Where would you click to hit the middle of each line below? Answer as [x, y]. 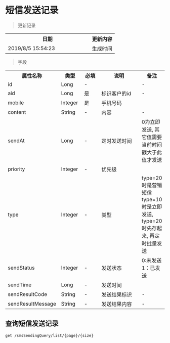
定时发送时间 [117, 141]
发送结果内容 [117, 304]
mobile [16, 103]
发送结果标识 [117, 294]
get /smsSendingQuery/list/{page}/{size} [50, 335]
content [17, 112]
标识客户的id [116, 93]
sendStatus [21, 268]
